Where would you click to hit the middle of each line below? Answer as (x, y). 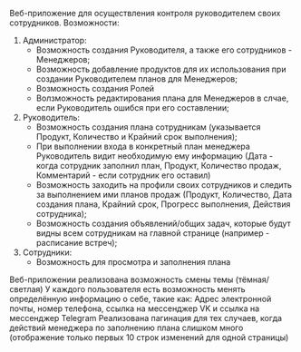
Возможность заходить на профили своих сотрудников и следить (164, 185)
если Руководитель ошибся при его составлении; (132, 108)
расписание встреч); (77, 243)
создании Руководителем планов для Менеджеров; (137, 79)
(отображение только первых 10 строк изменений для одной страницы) (149, 337)
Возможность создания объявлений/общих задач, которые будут (164, 223)
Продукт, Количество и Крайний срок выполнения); (136, 137)
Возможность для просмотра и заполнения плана (133, 262)
